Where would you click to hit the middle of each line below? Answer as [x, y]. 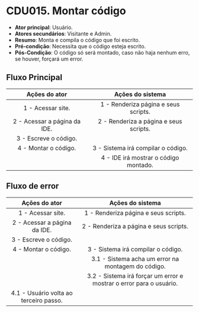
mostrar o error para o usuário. [135, 283]
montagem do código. [135, 266]
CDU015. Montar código [66, 11]
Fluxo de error [33, 186]
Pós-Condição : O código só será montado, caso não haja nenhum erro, [102, 52]
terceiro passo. [42, 300]
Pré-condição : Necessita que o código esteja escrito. [80, 46]
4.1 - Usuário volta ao [42, 293]
